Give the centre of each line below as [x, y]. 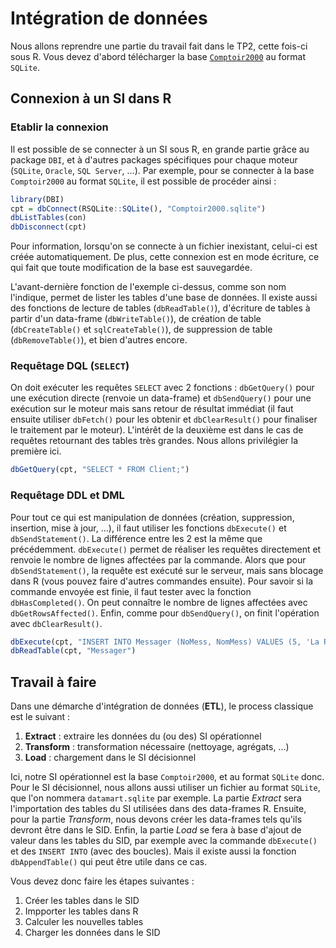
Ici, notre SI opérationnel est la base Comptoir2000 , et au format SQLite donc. [167, 777]
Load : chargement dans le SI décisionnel [110, 758]
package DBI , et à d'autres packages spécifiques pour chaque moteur [154, 159]
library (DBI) [37, 199]
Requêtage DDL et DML [67, 495]
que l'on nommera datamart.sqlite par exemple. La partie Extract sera [156, 798]
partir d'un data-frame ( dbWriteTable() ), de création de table [136, 319]
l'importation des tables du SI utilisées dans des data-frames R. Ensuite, [158, 809]
